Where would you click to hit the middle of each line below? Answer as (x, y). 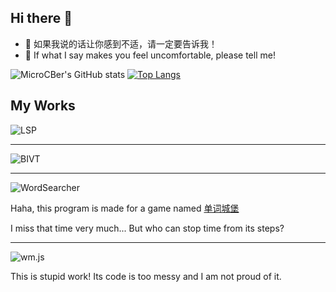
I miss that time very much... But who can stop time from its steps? (147, 228)
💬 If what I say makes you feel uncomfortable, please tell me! (150, 55)
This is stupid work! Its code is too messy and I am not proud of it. (146, 276)
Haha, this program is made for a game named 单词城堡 (125, 208)
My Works (43, 106)
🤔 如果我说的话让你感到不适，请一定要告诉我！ (121, 43)
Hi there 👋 (41, 18)
